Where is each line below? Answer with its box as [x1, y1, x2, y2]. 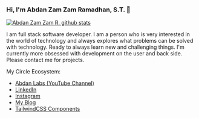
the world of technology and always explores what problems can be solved [6, 37, 194, 45]
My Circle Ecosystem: [6, 68, 61, 75]
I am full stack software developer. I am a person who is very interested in [6, 31, 191, 38]
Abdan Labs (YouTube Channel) [15, 79, 95, 87]
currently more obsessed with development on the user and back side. [6, 50, 183, 57]
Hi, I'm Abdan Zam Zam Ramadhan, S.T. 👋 [6, 5, 131, 14]
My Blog [15, 99, 36, 106]
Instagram [15, 93, 41, 100]
